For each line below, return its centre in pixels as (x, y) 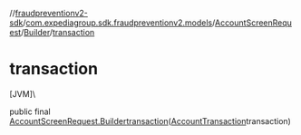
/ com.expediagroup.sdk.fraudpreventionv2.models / (119, 23)
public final (30, 111)
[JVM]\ (23, 93)
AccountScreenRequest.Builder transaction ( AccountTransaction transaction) (150, 121)
